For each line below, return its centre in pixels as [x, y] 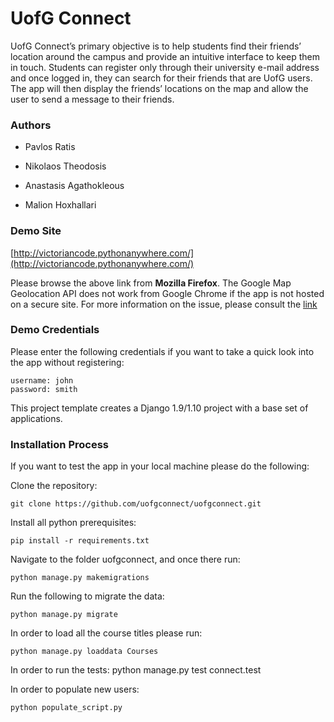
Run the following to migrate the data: [87, 596]
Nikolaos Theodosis [65, 166]
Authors [31, 125]
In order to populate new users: [75, 689]
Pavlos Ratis [50, 147]
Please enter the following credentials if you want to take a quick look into [162, 351]
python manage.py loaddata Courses [84, 652]
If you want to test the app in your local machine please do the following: [160, 466]
